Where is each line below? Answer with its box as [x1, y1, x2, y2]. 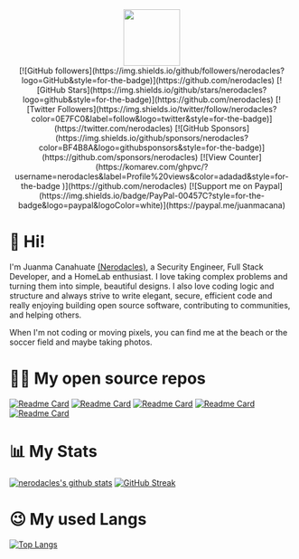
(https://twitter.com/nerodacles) [53, 123, 173, 134]
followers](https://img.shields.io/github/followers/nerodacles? [54, 65, 285, 76]
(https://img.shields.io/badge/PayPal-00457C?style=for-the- [39, 190, 265, 201]
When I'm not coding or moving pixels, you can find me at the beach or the [9, 327, 288, 337]
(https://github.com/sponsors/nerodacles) [42, 152, 199, 162]
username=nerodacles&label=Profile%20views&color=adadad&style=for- [14, 171, 289, 182]
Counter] [229, 152, 262, 162]
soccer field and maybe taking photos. [9, 336, 153, 347]
